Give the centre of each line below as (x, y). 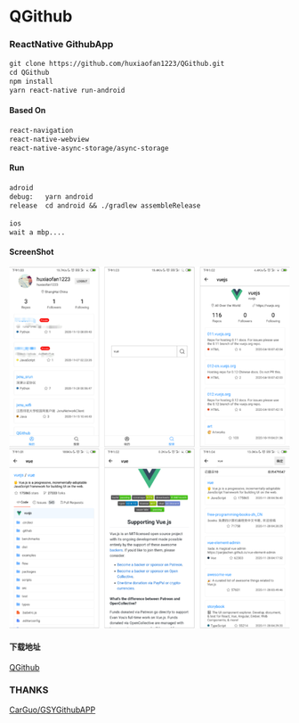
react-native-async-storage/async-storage (89, 148)
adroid (21, 188)
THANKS (29, 690)
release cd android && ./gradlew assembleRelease (105, 205)
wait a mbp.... (37, 232)
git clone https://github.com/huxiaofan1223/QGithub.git (117, 64)
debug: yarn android (51, 197)
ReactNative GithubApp (61, 45)
